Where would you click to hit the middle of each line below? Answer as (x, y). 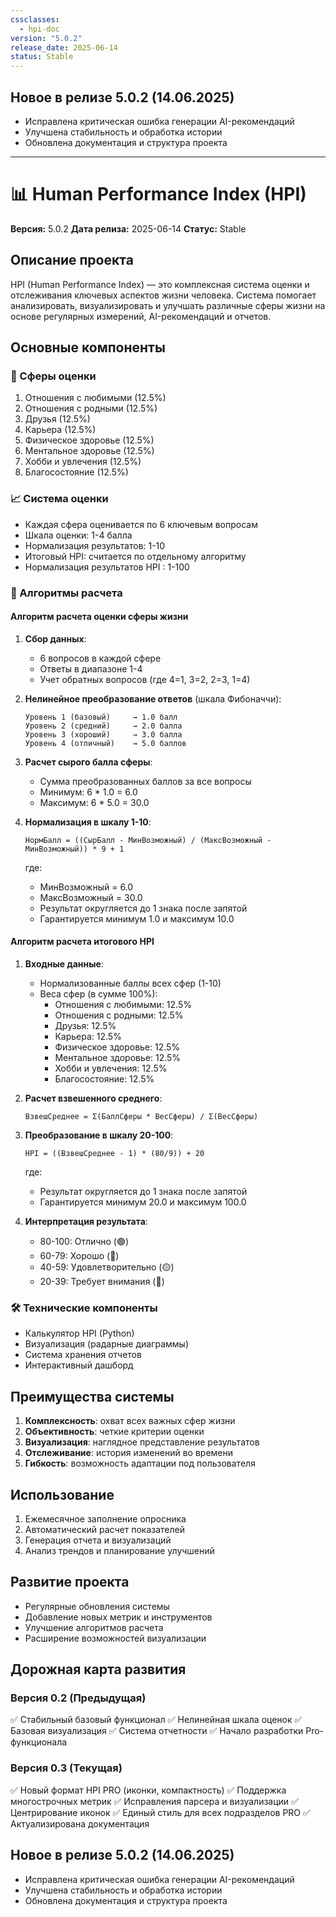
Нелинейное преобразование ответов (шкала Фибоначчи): (153, 698)
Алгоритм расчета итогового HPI (82, 942)
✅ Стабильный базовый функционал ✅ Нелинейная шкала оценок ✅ (156, 1720)
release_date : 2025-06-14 (64, 47)
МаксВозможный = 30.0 (91, 897)
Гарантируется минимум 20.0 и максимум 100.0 (143, 1202)
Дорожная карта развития (98, 1669)
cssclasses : (35, 19)
